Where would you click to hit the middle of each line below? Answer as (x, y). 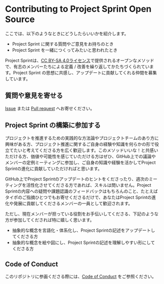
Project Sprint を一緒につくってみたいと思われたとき (65, 50)
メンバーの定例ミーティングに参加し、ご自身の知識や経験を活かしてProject (81, 162)
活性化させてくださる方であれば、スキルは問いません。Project (89, 185)
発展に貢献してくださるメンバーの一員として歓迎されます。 (73, 203)
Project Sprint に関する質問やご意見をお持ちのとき (63, 44)
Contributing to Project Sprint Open (78, 9)
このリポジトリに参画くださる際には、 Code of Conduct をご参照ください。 (81, 277)
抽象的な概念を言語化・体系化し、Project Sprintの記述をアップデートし (83, 230)
